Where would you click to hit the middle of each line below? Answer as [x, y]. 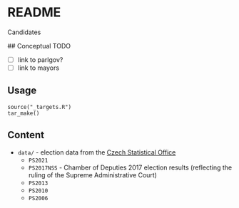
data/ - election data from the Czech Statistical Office [97, 152]
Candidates [24, 32]
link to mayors [38, 68]
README [34, 12]
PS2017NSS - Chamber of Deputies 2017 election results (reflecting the [130, 167]
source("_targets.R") [40, 107]
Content [26, 135]
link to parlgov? [40, 59]
